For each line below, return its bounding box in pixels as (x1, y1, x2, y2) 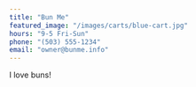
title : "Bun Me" (9, 12, 69, 22)
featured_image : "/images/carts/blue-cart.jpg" (9, 21, 189, 30)
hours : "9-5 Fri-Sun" (9, 29, 90, 38)
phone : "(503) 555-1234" (9, 37, 101, 47)
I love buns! (9, 69, 51, 80)
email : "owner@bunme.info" (9, 46, 109, 54)
